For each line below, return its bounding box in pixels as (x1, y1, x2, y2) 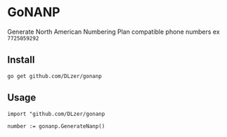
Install (7, 54, 35, 66)
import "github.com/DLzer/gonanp (7, 110, 105, 117)
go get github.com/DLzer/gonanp (7, 72, 102, 79)
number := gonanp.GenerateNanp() (7, 122, 105, 130)
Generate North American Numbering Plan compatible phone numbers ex (7, 27, 220, 36)
